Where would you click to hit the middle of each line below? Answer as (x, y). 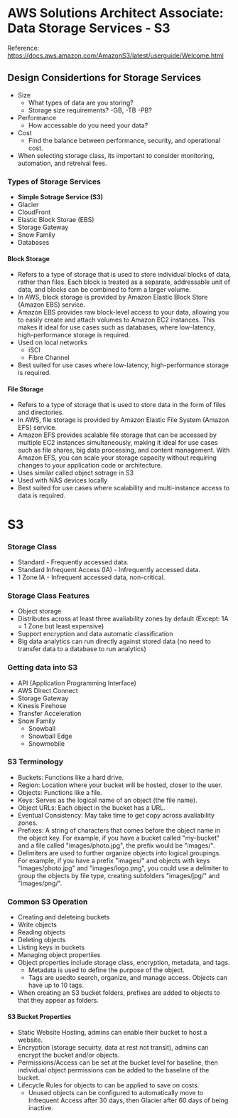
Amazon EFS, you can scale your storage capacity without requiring (117, 458)
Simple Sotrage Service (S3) (60, 197)
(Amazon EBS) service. (51, 305)
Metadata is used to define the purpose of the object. (106, 970)
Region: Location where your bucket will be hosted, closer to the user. (120, 785)
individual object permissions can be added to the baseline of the (113, 1070)
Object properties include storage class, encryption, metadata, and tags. (124, 963)
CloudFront (34, 212)
